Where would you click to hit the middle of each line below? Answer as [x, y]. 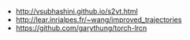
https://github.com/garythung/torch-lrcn [81, 28]
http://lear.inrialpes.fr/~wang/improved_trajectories [99, 20]
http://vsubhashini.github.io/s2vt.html [76, 11]
